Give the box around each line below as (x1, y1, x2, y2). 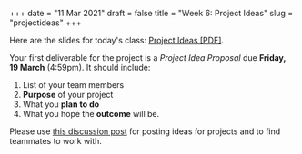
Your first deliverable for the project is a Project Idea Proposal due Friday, (9, 53, 287, 63)
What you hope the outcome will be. (22, 109, 160, 119)
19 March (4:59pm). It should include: (9, 63, 151, 72)
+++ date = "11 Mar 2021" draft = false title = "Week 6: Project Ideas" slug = (9, 8, 294, 18)
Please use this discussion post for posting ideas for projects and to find (9, 126, 281, 137)
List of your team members (22, 80, 125, 90)
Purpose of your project (22, 90, 114, 100)
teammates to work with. (9, 136, 103, 146)
